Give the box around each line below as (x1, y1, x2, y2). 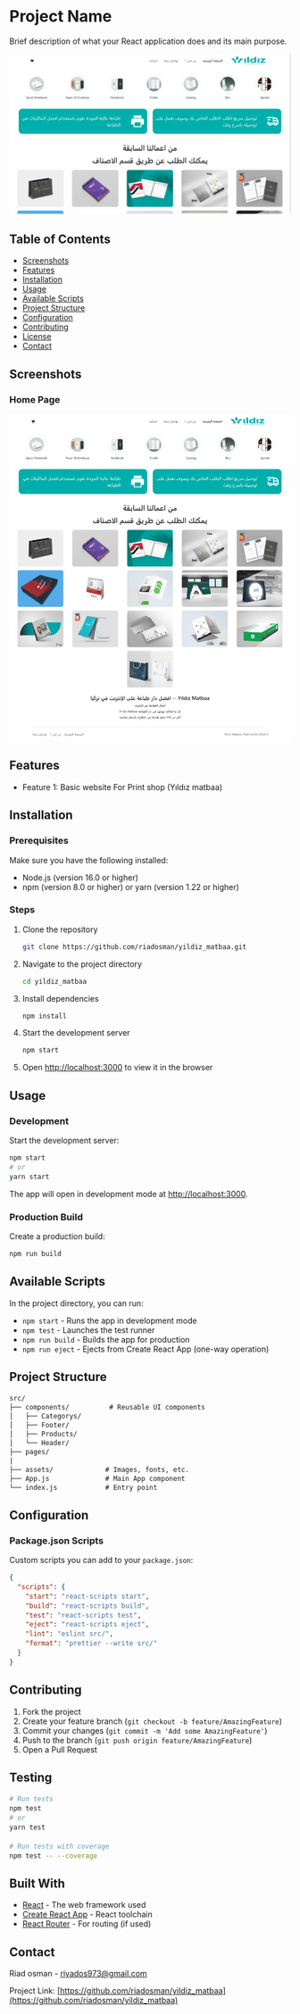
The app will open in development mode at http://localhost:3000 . (9, 1188, 248, 1199)
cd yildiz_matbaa (21, 977, 87, 986)
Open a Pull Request (21, 1744, 98, 1755)
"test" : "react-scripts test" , (25, 1610, 142, 1619)
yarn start (9, 1172, 50, 1181)
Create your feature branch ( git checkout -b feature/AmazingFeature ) (21, 1716, 283, 1727)
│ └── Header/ (9, 1439, 70, 1448)
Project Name (9, 6, 112, 27)
